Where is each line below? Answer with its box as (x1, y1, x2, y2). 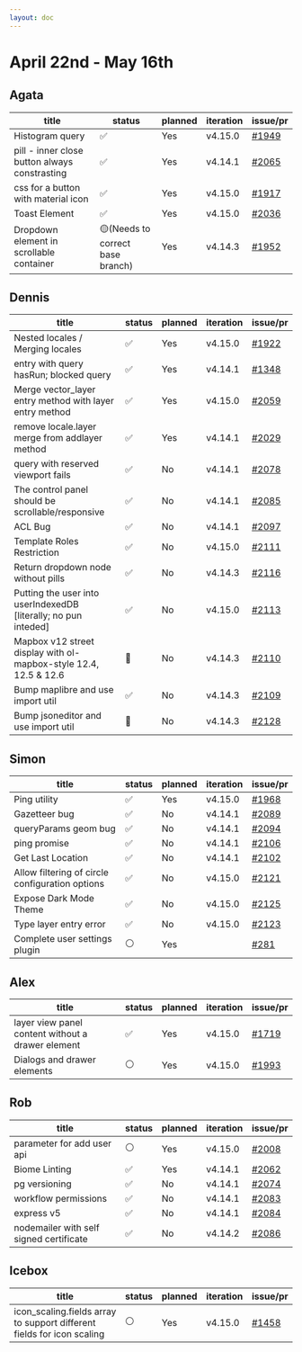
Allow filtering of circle (13, 866, 110, 879)
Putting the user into (13, 586, 100, 599)
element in (13, 235, 58, 247)
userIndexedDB (13, 598, 79, 611)
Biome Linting (13, 1162, 72, 1175)
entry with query (13, 357, 84, 370)
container (13, 257, 55, 270)
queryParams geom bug (13, 822, 117, 835)
